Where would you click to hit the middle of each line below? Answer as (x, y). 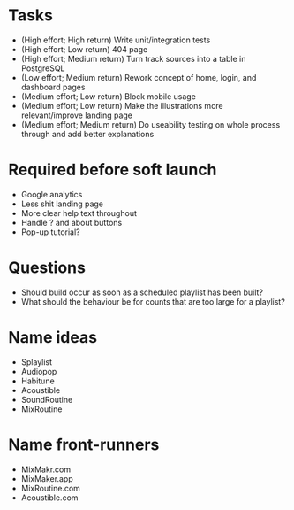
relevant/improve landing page (77, 115)
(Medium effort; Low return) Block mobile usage (108, 96)
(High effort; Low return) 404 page (84, 49)
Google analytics (52, 194)
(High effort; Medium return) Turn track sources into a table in (133, 58)
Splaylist (37, 362)
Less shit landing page (62, 204)
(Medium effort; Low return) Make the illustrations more (122, 105)
